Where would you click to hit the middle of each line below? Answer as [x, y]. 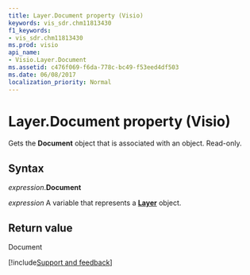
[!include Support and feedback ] [60, 262]
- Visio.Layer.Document [48, 60]
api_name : [25, 52]
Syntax [26, 168]
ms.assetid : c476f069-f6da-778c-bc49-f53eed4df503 [94, 68]
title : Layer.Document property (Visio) [76, 15]
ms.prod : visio [33, 45]
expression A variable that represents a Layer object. [95, 203]
